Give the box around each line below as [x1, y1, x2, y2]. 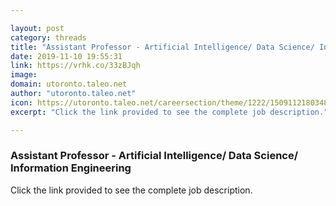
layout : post [10, 23, 65, 33]
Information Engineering [10, 161, 132, 175]
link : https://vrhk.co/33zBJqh [10, 61, 141, 71]
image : [10, 70, 38, 80]
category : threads [10, 32, 87, 43]
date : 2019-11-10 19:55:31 [10, 51, 123, 61]
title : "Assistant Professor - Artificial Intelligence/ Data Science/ [10, 42, 315, 52]
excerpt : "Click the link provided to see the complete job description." [10, 107, 329, 117]
